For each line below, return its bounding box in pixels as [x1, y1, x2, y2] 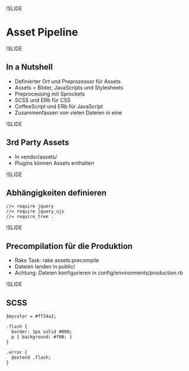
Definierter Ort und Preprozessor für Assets [14, 78, 121, 85]
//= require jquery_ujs [6, 208, 65, 214]
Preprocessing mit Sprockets [14, 90, 85, 97]
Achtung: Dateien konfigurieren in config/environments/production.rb [14, 269, 184, 276]
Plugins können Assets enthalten [14, 159, 94, 167]
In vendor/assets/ [14, 153, 58, 160]
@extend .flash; [11, 355, 51, 360]
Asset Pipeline [6, 26, 78, 39]
